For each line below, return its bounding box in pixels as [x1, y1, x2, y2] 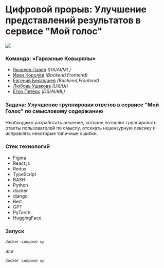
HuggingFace [12, 215, 42, 221]
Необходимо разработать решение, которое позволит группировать [5, 119, 157, 125]
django [12, 193, 28, 199]
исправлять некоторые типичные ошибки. [5, 130, 98, 137]
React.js [12, 160, 30, 166]
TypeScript [12, 171, 37, 177]
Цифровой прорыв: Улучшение [5, 4, 147, 15]
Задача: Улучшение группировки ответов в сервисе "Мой [5, 101, 159, 108]
